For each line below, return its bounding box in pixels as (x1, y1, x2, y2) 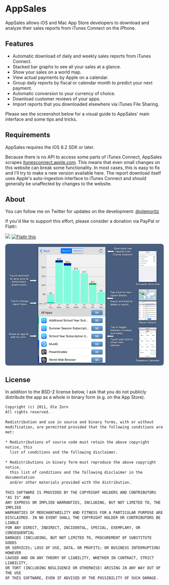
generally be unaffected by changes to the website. (5, 181, 112, 187)
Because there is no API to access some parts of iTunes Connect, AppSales (5, 154, 162, 160)
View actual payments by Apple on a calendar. (12, 74, 109, 80)
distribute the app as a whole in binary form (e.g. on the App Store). (5, 394, 145, 400)
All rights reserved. (5, 409, 51, 414)
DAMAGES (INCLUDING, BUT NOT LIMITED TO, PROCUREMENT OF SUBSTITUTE (5, 535, 152, 540)
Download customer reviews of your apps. (12, 96, 101, 102)
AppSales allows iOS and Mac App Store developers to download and (5, 20, 149, 26)
